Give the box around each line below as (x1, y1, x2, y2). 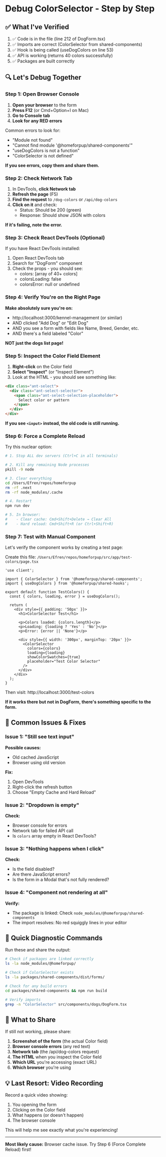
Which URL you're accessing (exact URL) (12, 1059, 97, 1065)
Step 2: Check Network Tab (5, 174, 73, 181)
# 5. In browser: (5, 512, 41, 518)
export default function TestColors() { (5, 590, 90, 595)
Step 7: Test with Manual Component (5, 533, 96, 540)
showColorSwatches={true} (27, 655, 81, 660)
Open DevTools (12, 779, 44, 785)
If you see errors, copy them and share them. (5, 162, 100, 168)
